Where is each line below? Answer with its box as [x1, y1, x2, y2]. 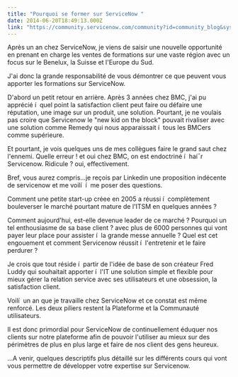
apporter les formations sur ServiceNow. [7, 80, 126, 88]
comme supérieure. [7, 131, 64, 139]
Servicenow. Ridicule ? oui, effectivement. [7, 160, 130, 168]
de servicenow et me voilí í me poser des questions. [7, 181, 163, 190]
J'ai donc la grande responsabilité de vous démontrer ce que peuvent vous [7, 72, 227, 80]
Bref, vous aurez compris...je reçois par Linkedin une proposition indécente [7, 173, 227, 182]
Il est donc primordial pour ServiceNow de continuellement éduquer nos [7, 325, 218, 334]
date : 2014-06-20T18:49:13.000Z [7, 17, 103, 24]
